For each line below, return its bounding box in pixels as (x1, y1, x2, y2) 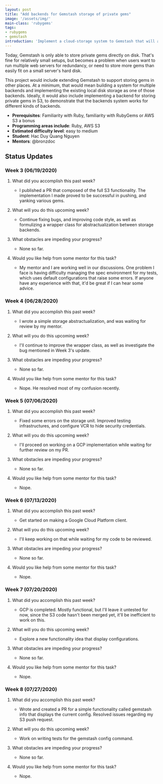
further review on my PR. (19, 447, 69, 453)
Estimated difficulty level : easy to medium (12, 128, 98, 134)
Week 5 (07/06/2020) (5, 397, 58, 404)
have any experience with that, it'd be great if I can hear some (19, 280, 144, 286)
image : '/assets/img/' (5, 16, 51, 21)
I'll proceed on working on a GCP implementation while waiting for (19, 442, 152, 448)
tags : (5, 25, 16, 30)
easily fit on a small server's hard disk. (5, 68, 82, 74)
